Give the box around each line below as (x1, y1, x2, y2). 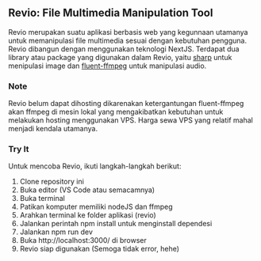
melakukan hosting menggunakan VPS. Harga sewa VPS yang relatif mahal (8, 115, 254, 125)
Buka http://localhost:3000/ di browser (19, 236, 147, 245)
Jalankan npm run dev (19, 227, 94, 236)
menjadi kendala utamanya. (8, 124, 98, 134)
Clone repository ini (19, 177, 85, 187)
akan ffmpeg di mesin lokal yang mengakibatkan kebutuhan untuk (8, 107, 224, 117)
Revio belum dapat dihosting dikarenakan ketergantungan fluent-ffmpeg (8, 99, 244, 108)
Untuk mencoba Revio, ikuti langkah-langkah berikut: (8, 161, 182, 171)
